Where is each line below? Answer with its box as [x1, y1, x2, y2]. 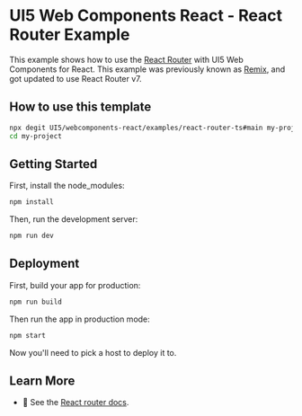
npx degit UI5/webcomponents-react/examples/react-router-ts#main [9, 123, 263, 132]
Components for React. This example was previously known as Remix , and [9, 64, 286, 75]
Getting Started [9, 156, 98, 172]
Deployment [9, 256, 80, 271]
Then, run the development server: [9, 214, 138, 225]
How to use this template [9, 100, 152, 115]
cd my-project [9, 131, 63, 140]
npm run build [9, 297, 63, 306]
